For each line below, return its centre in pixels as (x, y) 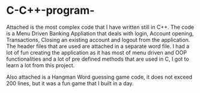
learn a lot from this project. (41, 65)
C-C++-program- (50, 10)
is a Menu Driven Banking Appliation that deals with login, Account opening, (100, 33)
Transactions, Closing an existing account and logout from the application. (98, 40)
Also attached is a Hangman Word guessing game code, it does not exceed (99, 77)
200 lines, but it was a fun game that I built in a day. (70, 83)
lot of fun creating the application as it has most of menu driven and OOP (97, 52)
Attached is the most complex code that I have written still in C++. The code (100, 27)
